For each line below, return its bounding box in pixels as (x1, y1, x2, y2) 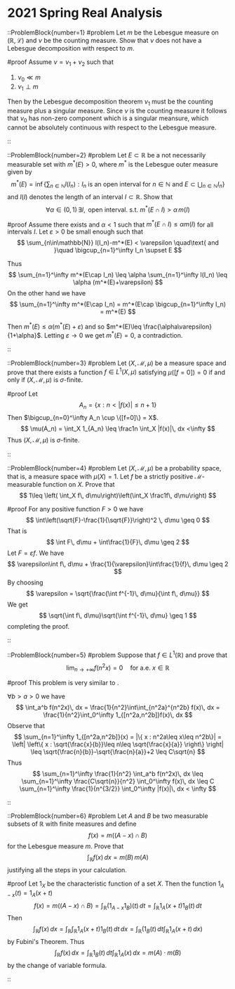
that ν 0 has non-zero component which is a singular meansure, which (7, 114, 209, 124)
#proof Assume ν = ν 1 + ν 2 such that (7, 58, 114, 68)
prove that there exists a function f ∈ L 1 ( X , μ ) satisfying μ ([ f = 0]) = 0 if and (7, 366, 226, 376)
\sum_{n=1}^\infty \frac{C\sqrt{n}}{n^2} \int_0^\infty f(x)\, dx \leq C (21, 777, 215, 786)
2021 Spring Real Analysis (7, 5, 163, 21)
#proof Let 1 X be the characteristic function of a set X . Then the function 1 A (7, 879, 224, 889)
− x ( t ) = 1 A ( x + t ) (7, 888, 53, 898)
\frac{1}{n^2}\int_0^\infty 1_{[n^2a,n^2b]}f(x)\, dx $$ (43, 710, 193, 719)
